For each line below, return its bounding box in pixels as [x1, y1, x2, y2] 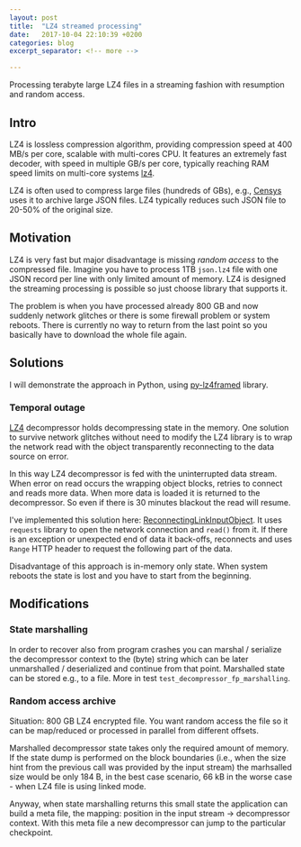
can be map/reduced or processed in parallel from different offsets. [9, 724, 259, 735]
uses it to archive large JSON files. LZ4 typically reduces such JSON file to [9, 195, 287, 205]
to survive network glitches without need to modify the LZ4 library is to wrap [9, 432, 293, 442]
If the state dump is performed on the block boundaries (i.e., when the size [9, 751, 287, 762]
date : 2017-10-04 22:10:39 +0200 [9, 30, 143, 39]
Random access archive [9, 695, 117, 707]
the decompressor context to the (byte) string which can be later [9, 653, 249, 664]
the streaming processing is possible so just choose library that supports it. [9, 283, 288, 294]
